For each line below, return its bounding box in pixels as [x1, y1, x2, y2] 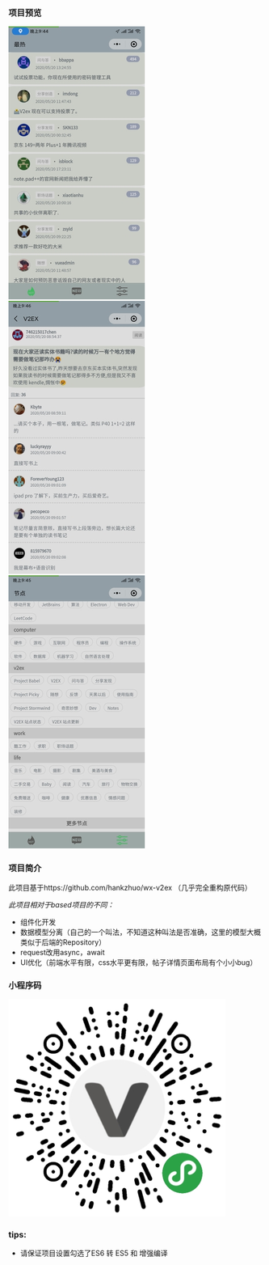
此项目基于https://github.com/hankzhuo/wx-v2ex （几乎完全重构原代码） [8, 882, 252, 892]
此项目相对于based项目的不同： [8, 899, 115, 909]
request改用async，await [19, 947, 105, 957]
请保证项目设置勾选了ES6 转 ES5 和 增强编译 [19, 1248, 168, 1259]
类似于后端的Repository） [19, 937, 107, 947]
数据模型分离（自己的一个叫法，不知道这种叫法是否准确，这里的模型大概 [19, 927, 261, 937]
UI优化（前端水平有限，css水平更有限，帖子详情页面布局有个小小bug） [19, 957, 258, 967]
